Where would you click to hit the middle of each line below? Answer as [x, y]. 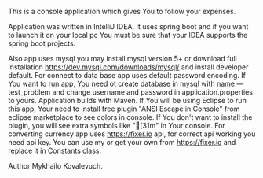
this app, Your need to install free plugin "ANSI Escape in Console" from [124, 109]
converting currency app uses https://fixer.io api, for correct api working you [132, 134]
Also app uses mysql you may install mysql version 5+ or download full [123, 59]
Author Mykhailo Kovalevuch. [56, 166]
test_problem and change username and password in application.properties [131, 92]
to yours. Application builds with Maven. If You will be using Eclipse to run [128, 100]
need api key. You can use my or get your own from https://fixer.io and [122, 142]
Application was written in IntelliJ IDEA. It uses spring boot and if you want [128, 26]
